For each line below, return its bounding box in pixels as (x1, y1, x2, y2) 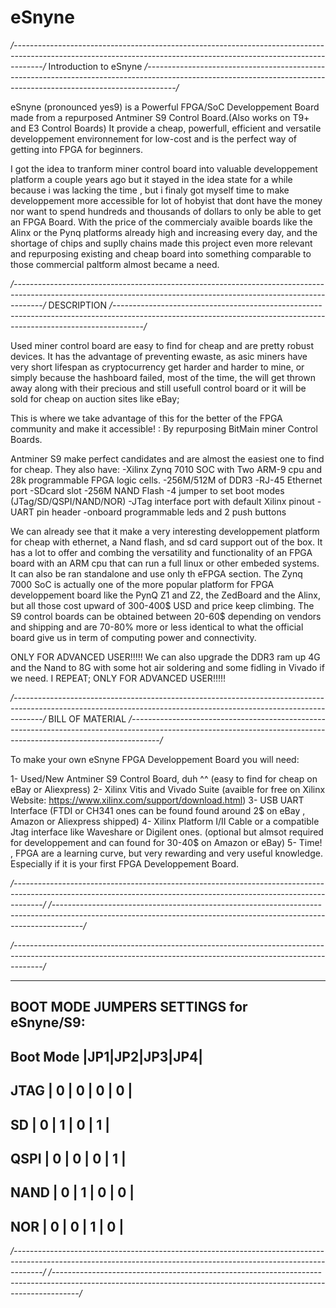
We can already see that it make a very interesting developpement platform (10, 525, 320, 537)
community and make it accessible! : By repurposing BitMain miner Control (10, 422, 318, 435)
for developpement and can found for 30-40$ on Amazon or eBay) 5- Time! (10, 836, 323, 848)
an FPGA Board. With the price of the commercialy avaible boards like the (10, 216, 313, 228)
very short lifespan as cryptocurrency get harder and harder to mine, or (10, 361, 305, 373)
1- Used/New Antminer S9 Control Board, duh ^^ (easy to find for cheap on (10, 772, 318, 785)
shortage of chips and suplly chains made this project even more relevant (10, 237, 313, 249)
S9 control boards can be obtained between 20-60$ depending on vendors (10, 610, 322, 622)
